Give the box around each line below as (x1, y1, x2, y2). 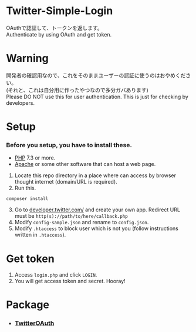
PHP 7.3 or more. (14, 154, 56, 161)
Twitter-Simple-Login (6, 4, 113, 18)
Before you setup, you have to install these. (6, 141, 132, 149)
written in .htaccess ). (14, 231, 66, 238)
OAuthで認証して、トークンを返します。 (6, 24, 103, 31)
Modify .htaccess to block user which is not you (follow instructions (14, 225, 179, 232)
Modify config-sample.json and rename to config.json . (14, 219, 149, 226)
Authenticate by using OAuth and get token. (6, 31, 112, 38)
